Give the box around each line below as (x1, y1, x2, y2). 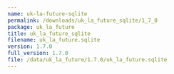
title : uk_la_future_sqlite (7, 30, 91, 37)
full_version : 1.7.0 (7, 50, 69, 57)
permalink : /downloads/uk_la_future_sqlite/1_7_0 (7, 17, 158, 24)
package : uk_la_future (7, 23, 75, 30)
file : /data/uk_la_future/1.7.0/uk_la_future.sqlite (7, 56, 168, 63)
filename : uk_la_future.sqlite (7, 37, 101, 44)
